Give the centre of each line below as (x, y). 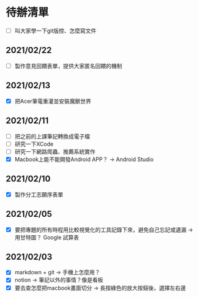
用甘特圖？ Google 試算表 (47, 237)
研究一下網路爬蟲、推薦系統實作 (55, 151)
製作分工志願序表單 (39, 194)
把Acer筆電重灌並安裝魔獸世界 (53, 101)
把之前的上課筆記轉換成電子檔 (52, 136)
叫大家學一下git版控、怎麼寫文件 (55, 31)
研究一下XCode (34, 144)
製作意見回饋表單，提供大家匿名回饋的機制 (68, 66)
